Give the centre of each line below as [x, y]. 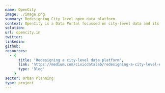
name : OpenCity [21, 10]
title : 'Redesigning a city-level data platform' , [71, 60]
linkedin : [15, 42]
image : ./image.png [25, 14]
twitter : [14, 37]
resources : [16, 51]
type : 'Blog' [31, 69]
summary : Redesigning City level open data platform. [61, 19]
